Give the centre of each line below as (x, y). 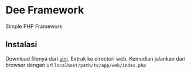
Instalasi (21, 45)
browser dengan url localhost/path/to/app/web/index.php (76, 65)
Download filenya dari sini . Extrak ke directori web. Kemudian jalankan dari (95, 58)
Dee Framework (45, 10)
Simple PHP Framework (34, 26)
